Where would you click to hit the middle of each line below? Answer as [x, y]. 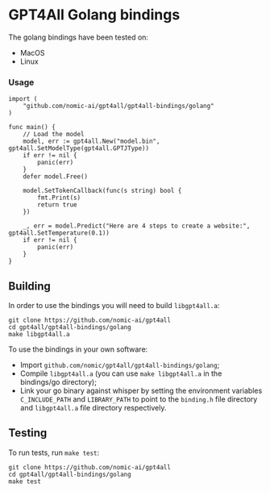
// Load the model [54, 135]
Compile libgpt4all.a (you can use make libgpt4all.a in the [121, 373]
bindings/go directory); [58, 382]
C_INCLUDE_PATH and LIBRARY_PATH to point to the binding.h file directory [139, 399]
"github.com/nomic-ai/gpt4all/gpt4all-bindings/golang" [119, 106]
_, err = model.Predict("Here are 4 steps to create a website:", [137, 226]
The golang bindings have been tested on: [79, 37]
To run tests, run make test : [54, 452]
